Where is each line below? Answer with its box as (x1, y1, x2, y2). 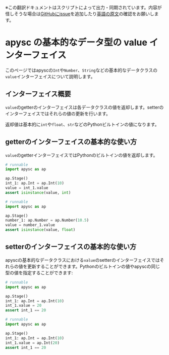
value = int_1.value (5, 186, 49, 191)
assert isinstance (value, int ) (5, 190, 71, 195)
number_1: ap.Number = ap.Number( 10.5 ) (5, 218, 89, 223)
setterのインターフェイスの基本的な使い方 (5, 242, 137, 251)
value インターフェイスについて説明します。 (5, 73, 95, 80)
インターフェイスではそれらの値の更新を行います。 (5, 111, 111, 117)
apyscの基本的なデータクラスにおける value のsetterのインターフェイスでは (5, 257, 160, 263)
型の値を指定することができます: (5, 269, 73, 275)
